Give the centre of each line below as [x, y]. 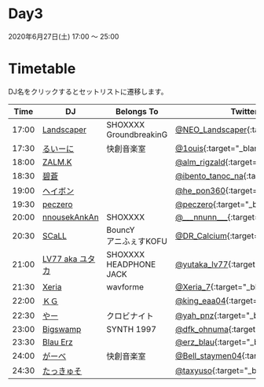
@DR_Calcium [202, 235]
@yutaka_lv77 [202, 264]
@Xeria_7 [193, 286]
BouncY [121, 230]
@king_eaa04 [201, 300]
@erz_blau [195, 341]
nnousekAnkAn [71, 217]
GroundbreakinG [137, 135]
